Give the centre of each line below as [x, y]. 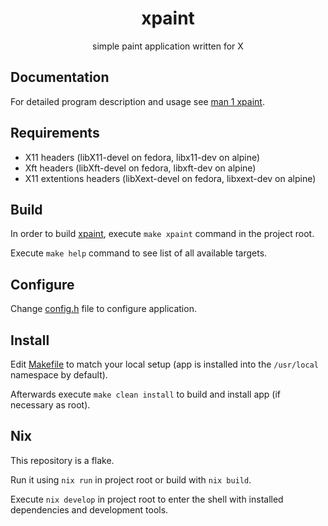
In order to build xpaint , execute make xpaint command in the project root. [162, 234]
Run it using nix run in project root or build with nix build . [131, 479]
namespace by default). [59, 375]
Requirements [55, 133]
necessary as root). [50, 405]
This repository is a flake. [62, 460]
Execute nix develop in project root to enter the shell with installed [147, 499]
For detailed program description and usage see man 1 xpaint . [137, 101]
